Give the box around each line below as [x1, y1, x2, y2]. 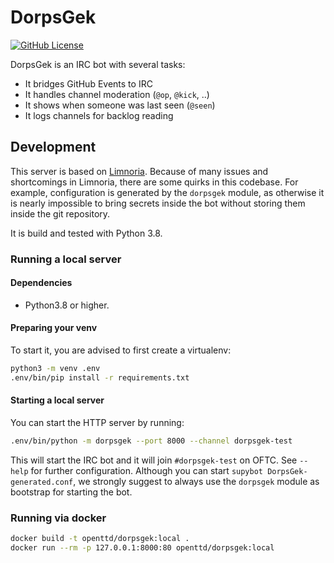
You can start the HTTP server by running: [10, 417, 185, 429]
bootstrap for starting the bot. [10, 486, 133, 498]
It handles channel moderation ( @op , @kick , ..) [24, 88, 210, 100]
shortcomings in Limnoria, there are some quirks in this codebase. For [10, 176, 299, 188]
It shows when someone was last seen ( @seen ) [24, 99, 216, 111]
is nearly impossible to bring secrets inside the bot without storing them [10, 197, 306, 209]
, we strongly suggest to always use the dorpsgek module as [73, 475, 320, 487]
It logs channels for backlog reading [24, 109, 174, 121]
